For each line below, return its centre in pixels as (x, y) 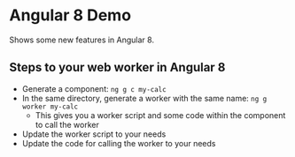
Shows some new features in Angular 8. (82, 40)
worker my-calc (50, 107)
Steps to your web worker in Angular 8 (117, 67)
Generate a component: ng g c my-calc (94, 88)
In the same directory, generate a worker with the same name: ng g (144, 98)
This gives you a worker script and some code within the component (160, 115)
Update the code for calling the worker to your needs (119, 143)
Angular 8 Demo (70, 15)
